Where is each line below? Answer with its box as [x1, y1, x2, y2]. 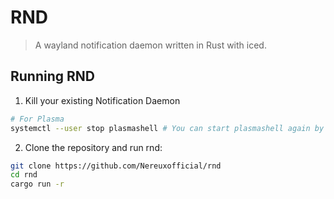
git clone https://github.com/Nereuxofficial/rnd [10, 161, 222, 171]
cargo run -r [10, 179, 65, 190]
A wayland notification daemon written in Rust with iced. [34, 39, 267, 51]
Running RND [10, 68, 95, 85]
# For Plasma [10, 114, 65, 124]
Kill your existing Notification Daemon [24, 94, 181, 106]
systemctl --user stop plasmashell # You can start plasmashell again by [10, 123, 325, 133]
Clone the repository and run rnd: [24, 141, 163, 153]
